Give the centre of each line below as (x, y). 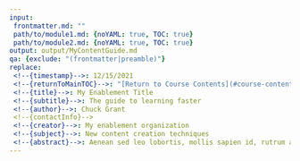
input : (21, 17)
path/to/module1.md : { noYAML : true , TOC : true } (103, 34)
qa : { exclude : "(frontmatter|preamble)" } (87, 59)
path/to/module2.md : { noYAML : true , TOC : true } (103, 42)
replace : (25, 68)
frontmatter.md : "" (50, 26)
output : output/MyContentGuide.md (74, 51)
